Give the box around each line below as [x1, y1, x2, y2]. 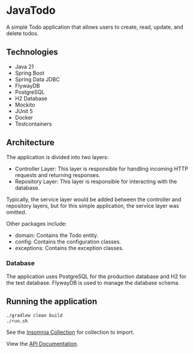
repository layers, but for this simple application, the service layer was [6, 202, 180, 209]
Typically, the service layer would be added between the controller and [6, 196, 181, 203]
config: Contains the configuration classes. [14, 238, 122, 245]
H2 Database [14, 95, 48, 102]
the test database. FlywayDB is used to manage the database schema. [6, 279, 180, 286]
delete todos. [6, 29, 39, 36]
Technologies [6, 47, 59, 57]
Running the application [6, 297, 98, 307]
